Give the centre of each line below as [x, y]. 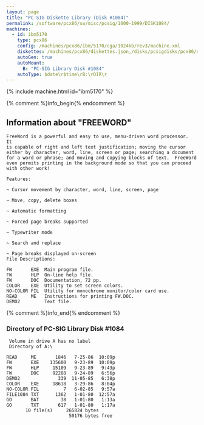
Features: [19, 179]
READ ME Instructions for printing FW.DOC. [70, 297]
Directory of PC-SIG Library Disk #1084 [65, 328]
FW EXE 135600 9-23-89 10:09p [61, 363]
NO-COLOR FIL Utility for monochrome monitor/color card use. [88, 291]
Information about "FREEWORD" [69, 122]
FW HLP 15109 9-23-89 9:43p [61, 368]
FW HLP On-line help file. [50, 275]
